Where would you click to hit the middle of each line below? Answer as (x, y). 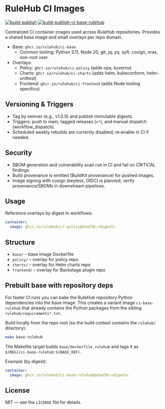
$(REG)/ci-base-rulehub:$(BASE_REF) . (43, 352)
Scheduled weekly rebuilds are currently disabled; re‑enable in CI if (81, 132)
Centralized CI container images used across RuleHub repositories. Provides (83, 32)
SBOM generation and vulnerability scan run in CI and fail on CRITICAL (84, 165)
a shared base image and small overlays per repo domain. (64, 37)
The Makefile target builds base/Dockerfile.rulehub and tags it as (72, 346)
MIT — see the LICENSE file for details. (43, 402)
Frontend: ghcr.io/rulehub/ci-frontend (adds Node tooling (80, 83)
